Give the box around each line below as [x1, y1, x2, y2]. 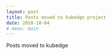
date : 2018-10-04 [6, 20, 50, 26]
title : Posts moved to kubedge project [6, 14, 107, 20]
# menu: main [6, 25, 39, 32]
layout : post [6, 8, 39, 15]
